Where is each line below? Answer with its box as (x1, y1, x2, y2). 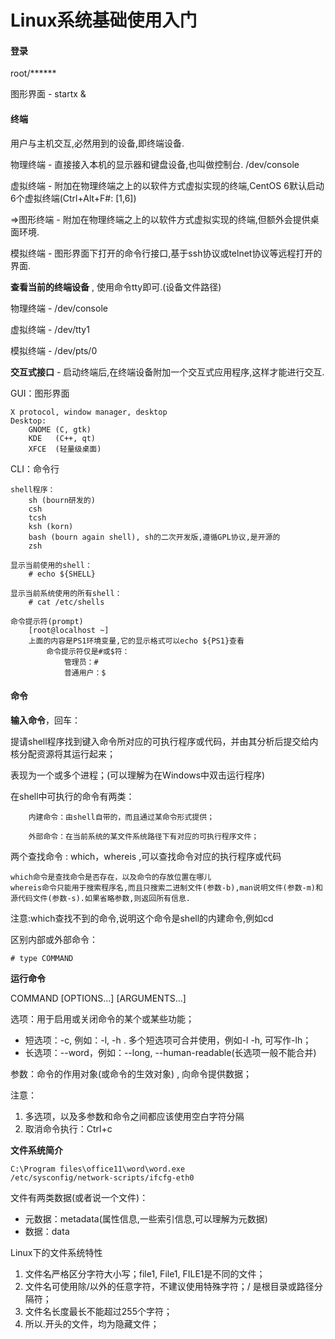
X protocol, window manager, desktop (10, 407, 168, 417)
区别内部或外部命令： (10, 933, 98, 945)
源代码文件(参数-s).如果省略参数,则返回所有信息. (10, 893, 191, 903)
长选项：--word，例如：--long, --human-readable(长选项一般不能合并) (24, 1046, 317, 1058)
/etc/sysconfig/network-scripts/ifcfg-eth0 (10, 1172, 195, 1183)
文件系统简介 (10, 1144, 63, 1156)
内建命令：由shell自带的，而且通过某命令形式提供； (28, 812, 215, 822)
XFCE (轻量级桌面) (28, 444, 102, 454)
